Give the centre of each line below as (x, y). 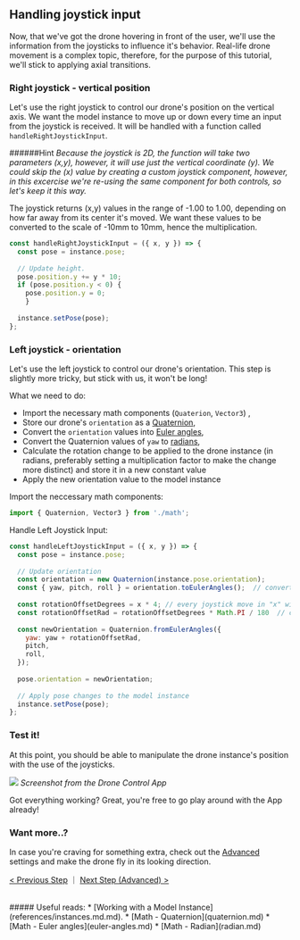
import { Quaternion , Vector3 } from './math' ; (100, 513)
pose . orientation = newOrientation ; (85, 679)
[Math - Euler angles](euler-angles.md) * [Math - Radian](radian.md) (135, 926)
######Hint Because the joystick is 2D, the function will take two (129, 153)
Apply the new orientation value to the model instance (121, 479)
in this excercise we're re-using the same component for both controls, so (146, 181)
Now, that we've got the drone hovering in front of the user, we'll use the (142, 36)
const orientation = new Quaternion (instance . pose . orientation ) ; (142, 579)
